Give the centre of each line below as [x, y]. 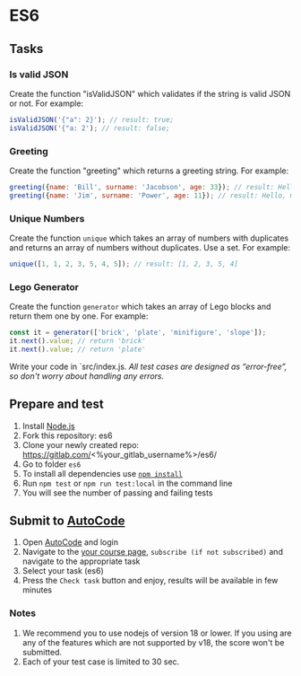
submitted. [42, 652]
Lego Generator [44, 286]
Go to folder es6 [52, 464]
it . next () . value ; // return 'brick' [77, 341]
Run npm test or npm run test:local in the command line [127, 483]
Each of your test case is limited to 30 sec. [101, 662]
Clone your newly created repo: [81, 444]
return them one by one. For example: [79, 316]
